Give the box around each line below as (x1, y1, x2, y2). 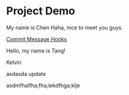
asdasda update (6, 70, 46, 77)
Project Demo (6, 4, 76, 18)
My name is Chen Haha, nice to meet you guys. (6, 24, 123, 31)
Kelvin (6, 59, 22, 66)
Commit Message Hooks (6, 35, 67, 42)
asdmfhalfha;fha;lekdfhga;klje (6, 82, 80, 89)
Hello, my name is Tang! (6, 47, 66, 54)
